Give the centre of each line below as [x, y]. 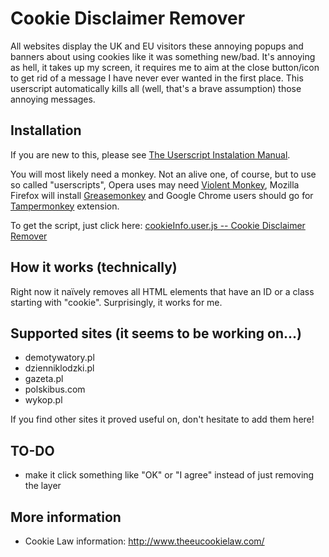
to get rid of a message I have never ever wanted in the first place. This [157, 78]
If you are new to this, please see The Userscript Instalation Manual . [150, 154]
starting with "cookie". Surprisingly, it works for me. [116, 302]
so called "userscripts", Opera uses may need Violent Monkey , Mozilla [155, 184]
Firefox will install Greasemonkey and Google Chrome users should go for [162, 195]
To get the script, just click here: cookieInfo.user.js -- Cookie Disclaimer [158, 225]
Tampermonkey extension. [65, 206]
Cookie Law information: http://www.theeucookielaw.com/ [144, 541]
